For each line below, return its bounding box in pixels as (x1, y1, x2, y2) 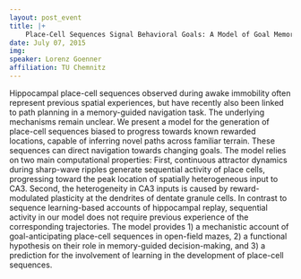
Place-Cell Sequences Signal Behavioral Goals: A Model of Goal (25, 30, 271, 39)
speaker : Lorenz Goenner (9, 55, 102, 64)
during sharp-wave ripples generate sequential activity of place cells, (9, 163, 266, 175)
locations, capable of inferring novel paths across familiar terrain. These (9, 135, 276, 146)
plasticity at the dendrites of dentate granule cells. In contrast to (50, 192, 288, 203)
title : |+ (9, 22, 47, 31)
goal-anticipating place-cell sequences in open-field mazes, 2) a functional (9, 231, 288, 241)
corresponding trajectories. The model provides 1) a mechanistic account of (9, 221, 289, 231)
